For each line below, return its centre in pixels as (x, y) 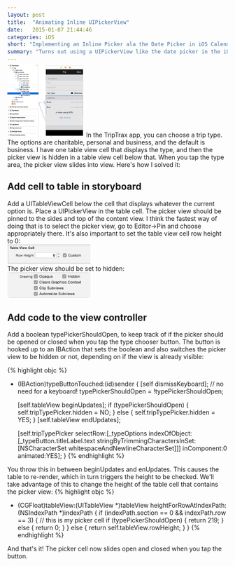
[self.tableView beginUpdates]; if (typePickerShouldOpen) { (103, 405)
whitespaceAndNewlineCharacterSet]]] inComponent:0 (148, 448)
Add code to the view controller (77, 317)
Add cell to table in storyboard (74, 187)
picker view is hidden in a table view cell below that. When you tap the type (116, 157)
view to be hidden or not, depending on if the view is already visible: (106, 357)
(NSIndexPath (37, 513)
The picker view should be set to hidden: (66, 269)
